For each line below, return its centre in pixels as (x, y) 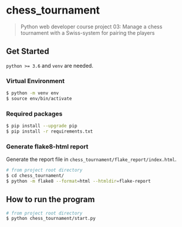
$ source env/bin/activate (39, 98)
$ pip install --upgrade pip (42, 126)
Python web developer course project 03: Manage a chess (91, 27)
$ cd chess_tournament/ (35, 176)
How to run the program (50, 200)
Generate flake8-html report (47, 146)
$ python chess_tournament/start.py (51, 219)
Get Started (28, 52)
